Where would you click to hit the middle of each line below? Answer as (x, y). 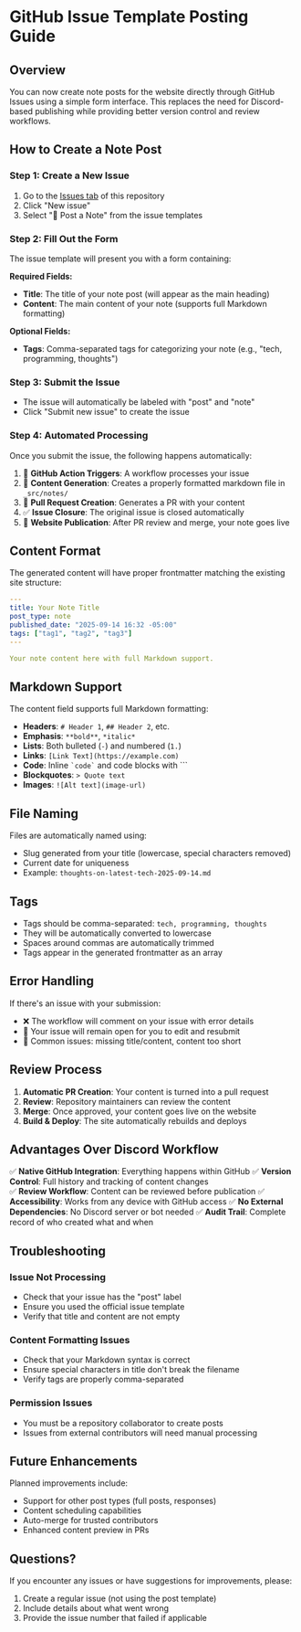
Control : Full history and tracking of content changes (109, 1182)
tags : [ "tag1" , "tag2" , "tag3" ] (71, 633)
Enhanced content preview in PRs (86, 1530)
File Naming (44, 814)
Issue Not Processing (58, 1277)
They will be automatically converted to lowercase (117, 933)
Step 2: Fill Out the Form (64, 238)
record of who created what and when (81, 1223)
